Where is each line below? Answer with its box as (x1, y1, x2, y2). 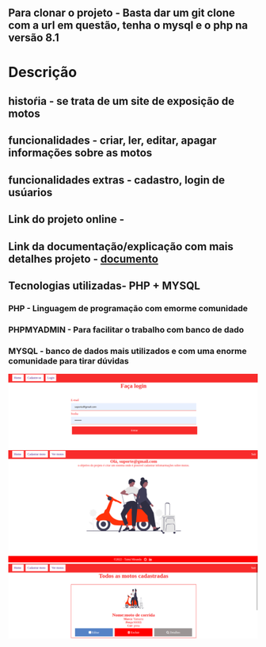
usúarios (8, 186, 53, 199)
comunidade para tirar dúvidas (8, 355, 129, 366)
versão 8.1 (8, 31, 59, 44)
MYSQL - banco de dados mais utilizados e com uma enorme (8, 345, 247, 356)
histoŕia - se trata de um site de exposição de (8, 94, 235, 108)
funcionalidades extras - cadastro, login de (8, 173, 226, 187)
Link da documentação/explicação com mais (8, 240, 234, 253)
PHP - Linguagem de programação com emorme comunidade (8, 302, 248, 314)
